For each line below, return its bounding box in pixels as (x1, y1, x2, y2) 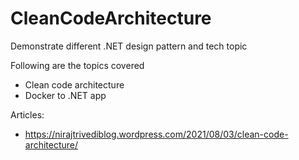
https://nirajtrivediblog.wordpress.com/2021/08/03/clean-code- (24, 128, 289, 140)
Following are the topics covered (10, 59, 145, 71)
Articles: (10, 108, 45, 121)
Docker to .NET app (24, 89, 107, 101)
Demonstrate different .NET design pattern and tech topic (10, 40, 248, 52)
